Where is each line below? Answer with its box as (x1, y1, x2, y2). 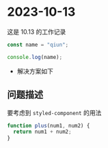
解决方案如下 (16, 66, 53, 75)
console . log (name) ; (7, 53, 63, 60)
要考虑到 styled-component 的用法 (7, 108, 102, 116)
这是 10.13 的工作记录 (7, 27, 66, 36)
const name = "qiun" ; (7, 41, 69, 48)
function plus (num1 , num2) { (7, 122, 90, 129)
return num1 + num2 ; (13, 128, 72, 136)
